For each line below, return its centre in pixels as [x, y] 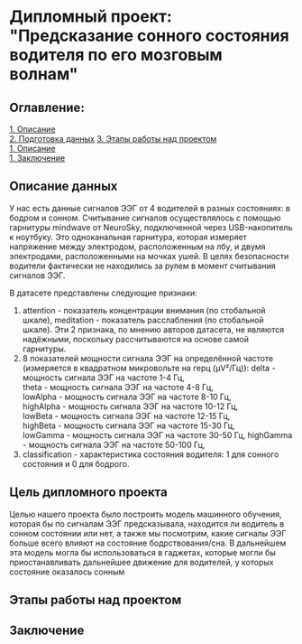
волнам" [44, 75]
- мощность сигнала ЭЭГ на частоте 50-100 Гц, [114, 444]
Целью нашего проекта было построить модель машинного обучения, [146, 514]
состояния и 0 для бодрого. [76, 463]
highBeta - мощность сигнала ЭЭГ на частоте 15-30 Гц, [129, 425]
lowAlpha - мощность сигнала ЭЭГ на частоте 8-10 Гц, [127, 397]
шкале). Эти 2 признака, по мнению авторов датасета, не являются [153, 329]
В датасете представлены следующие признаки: [104, 293]
